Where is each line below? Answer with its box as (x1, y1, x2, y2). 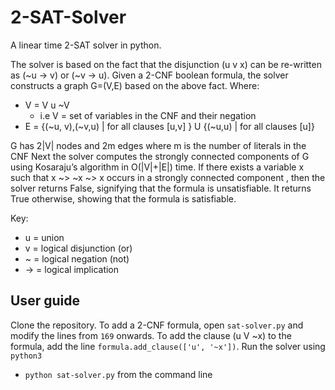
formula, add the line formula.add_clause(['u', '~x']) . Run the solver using (10, 340, 326, 352)
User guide (10, 292, 80, 310)
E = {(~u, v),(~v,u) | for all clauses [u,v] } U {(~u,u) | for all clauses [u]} (24, 120, 315, 132)
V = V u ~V (24, 99, 70, 111)
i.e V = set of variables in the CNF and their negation (39, 109, 257, 121)
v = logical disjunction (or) (24, 242, 133, 254)
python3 (10, 351, 43, 361)
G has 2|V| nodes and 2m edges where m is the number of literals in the (10, 139, 307, 151)
